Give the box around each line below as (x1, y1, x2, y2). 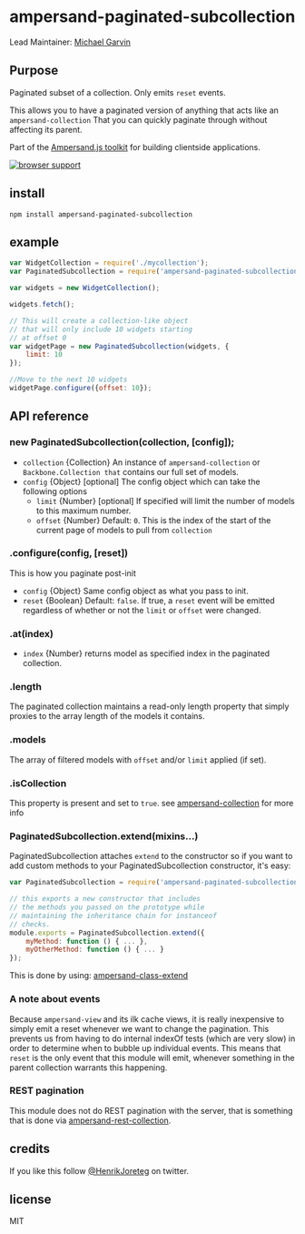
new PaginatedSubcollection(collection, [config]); (9, 436, 235, 449)
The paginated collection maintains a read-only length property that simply (9, 701, 290, 712)
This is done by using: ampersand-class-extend (9, 970, 189, 981)
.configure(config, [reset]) (9, 547, 129, 560)
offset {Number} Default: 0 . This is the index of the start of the (35, 514, 271, 525)
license (9, 1192, 52, 1208)
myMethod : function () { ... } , (25, 936, 148, 946)
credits (9, 1141, 51, 1157)
